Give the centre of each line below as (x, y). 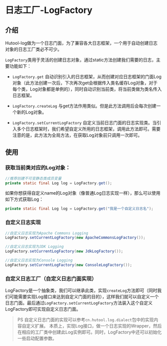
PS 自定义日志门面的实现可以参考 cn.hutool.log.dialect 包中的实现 (85, 320)
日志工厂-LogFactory (49, 10)
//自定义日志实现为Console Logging (39, 260)
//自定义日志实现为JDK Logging (35, 247)
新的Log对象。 (32, 112)
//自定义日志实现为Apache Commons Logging (47, 233)
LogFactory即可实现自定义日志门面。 (43, 309)
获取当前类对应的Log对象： (38, 168)
